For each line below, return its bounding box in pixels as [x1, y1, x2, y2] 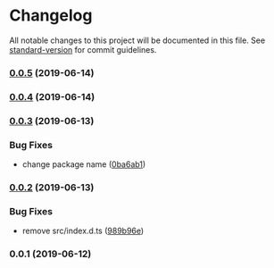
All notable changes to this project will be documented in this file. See [9, 35, 266, 46]
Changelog [9, 5, 93, 26]
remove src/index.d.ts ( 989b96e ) [21, 225, 145, 237]
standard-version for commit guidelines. [9, 44, 157, 54]
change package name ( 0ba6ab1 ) [21, 159, 146, 170]
